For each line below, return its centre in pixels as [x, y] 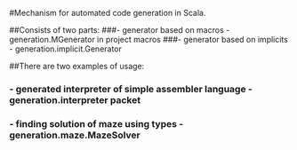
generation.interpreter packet [75, 99]
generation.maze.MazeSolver [75, 135]
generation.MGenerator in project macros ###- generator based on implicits [149, 39]
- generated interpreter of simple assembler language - [131, 89]
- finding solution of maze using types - [96, 123]
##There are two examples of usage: [77, 66]
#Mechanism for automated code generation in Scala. [108, 13]
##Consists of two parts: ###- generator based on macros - [120, 30]
